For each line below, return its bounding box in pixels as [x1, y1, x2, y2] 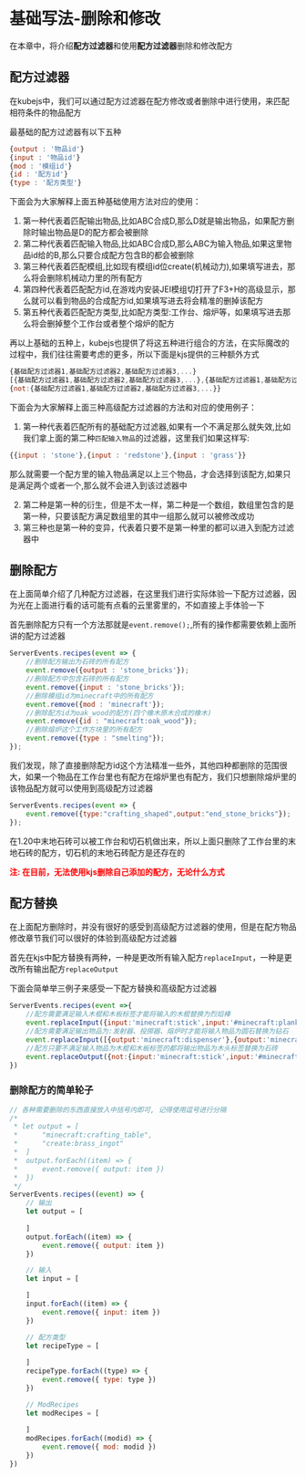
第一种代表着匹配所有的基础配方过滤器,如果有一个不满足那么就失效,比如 [22, 421, 291, 432]
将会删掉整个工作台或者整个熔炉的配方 [30, 318, 175, 329]
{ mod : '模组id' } [9, 161, 73, 171]
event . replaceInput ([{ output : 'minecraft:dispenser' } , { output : [25, 1035, 267, 1045]
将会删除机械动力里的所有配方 [30, 273, 143, 284]
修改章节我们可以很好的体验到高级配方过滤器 [9, 932, 178, 944]
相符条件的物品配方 [9, 107, 82, 118]
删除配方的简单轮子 [9, 1084, 94, 1097]
